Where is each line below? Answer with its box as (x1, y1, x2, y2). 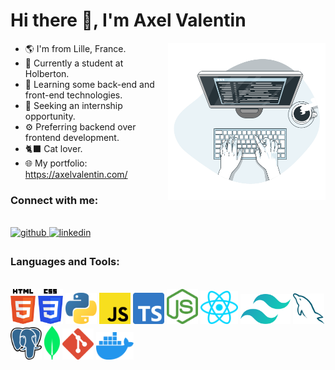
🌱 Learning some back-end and (24, 78, 155, 90)
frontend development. (24, 131, 120, 143)
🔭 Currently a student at (24, 57, 124, 69)
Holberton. (24, 67, 70, 79)
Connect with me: (10, 193, 99, 207)
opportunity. (24, 110, 76, 122)
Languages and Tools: (10, 255, 120, 269)
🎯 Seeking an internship (24, 99, 123, 111)
